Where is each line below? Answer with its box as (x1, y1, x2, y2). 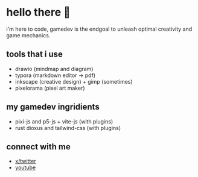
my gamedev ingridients (6, 102, 100, 112)
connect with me (6, 141, 71, 152)
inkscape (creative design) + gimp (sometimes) (14, 78, 133, 85)
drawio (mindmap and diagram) (14, 65, 94, 72)
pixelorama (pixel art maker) (14, 84, 86, 92)
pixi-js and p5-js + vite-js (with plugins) (14, 117, 113, 125)
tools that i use (6, 49, 63, 60)
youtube (14, 164, 36, 171)
